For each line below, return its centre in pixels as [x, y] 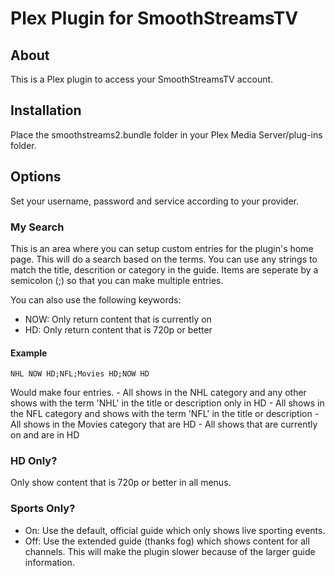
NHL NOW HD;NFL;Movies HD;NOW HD [80, 374]
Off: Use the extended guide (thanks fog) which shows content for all [167, 541]
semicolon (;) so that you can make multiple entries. [117, 280]
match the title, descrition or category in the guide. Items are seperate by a [164, 269]
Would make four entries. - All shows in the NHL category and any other [158, 393]
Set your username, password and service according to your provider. [154, 201]
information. [49, 562]
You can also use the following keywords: [96, 299]
